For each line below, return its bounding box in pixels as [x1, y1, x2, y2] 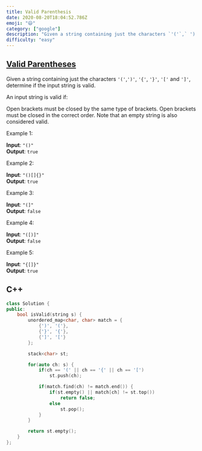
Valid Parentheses [6, 59, 77, 69]
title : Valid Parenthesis [6, 8, 71, 15]
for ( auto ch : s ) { [28, 362, 74, 368]
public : [6, 306, 26, 312]
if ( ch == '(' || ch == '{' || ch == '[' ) [38, 367, 145, 373]
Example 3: [6, 189, 34, 196]
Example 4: [6, 219, 34, 226]
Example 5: [6, 249, 34, 256]
